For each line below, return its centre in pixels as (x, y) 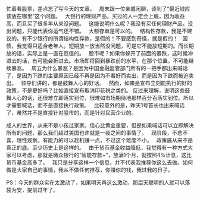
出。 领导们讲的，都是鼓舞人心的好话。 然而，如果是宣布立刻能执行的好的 (99, 83)
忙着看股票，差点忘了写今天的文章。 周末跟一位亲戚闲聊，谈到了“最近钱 (96, 9)
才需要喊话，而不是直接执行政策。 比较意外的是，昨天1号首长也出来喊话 (96, 105)
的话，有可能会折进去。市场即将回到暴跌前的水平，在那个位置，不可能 (102, 61)
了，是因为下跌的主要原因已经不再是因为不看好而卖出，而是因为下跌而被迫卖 (100, 75)
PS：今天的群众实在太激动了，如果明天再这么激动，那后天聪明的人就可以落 (98, 182)
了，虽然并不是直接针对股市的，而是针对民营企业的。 (71, 113)
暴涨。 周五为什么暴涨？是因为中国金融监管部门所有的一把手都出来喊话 (99, 68)
